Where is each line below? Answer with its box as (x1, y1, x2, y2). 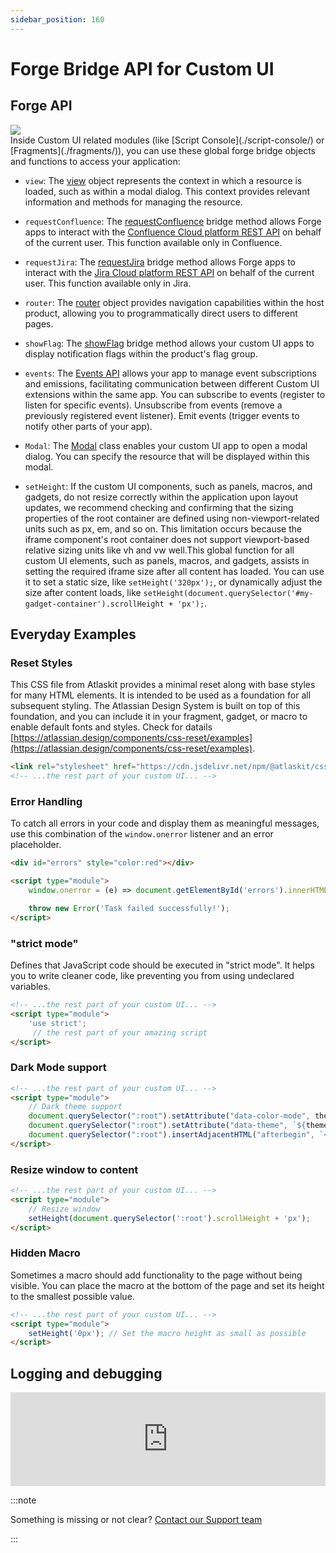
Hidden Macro (10, 1246, 81, 1260)
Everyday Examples (10, 626, 137, 643)
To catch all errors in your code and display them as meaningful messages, (10, 817, 320, 830)
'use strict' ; (28, 1018, 87, 1028)
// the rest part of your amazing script (32, 1027, 208, 1038)
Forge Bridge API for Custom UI (10, 57, 275, 80)
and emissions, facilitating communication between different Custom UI (24, 377, 320, 390)
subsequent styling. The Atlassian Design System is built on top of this (10, 700, 301, 712)
